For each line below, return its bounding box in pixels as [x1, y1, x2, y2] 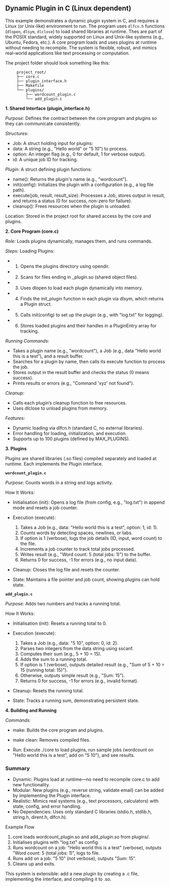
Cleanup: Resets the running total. [12, 687, 84, 693]
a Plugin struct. [20, 301, 52, 307]
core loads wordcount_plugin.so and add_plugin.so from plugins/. [12, 834, 150, 840]
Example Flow [5, 824, 35, 830]
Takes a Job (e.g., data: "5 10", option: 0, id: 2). [20, 640, 118, 646]
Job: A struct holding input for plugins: [12, 140, 93, 146]
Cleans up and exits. [12, 861, 56, 867]
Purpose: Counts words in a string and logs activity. [5, 479, 113, 485]
